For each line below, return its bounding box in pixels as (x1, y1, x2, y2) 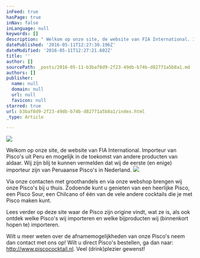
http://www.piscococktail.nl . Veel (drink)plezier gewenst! (6, 245, 145, 253)
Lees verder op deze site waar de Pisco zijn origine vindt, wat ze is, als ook (6, 209, 190, 216)
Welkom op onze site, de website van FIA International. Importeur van (6, 147, 177, 154)
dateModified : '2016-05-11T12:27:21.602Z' (6, 48, 113, 54)
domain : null (11, 86, 44, 92)
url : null (11, 92, 36, 98)
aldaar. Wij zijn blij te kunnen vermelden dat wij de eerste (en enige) (6, 159, 173, 167)
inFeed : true (6, 8, 39, 15)
